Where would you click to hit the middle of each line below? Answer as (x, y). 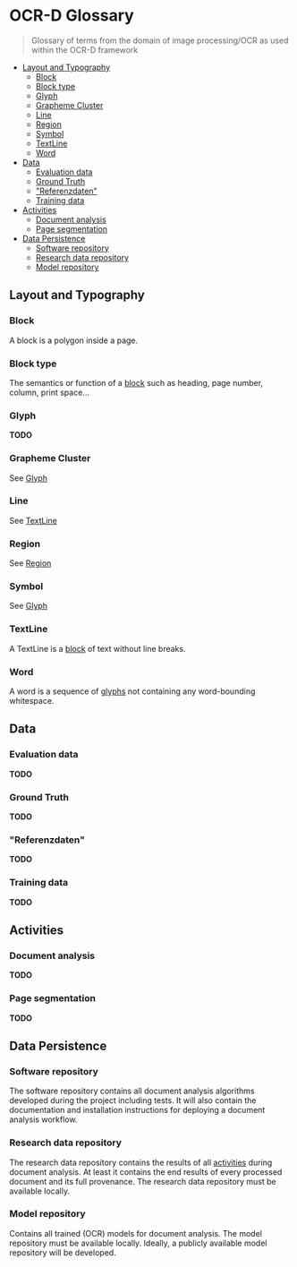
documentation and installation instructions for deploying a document (137, 1110)
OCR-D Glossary (72, 16)
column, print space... (49, 392)
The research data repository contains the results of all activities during (141, 1162)
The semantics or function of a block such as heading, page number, (136, 382)
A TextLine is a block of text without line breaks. (98, 648)
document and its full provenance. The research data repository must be (143, 1181)
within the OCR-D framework (85, 49)
